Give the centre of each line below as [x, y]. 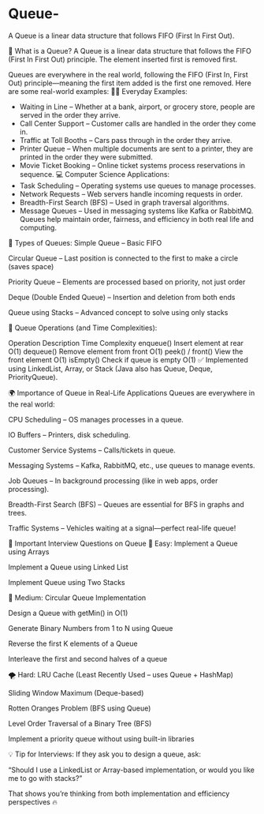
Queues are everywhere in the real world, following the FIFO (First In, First [128, 74]
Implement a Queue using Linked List [68, 567]
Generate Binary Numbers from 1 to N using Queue [91, 628]
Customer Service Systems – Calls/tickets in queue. [92, 450]
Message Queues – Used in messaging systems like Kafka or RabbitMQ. [136, 211]
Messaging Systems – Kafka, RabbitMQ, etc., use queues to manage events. [132, 465]
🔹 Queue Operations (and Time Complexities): [83, 328]
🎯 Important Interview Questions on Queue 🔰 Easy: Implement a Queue [123, 543]
